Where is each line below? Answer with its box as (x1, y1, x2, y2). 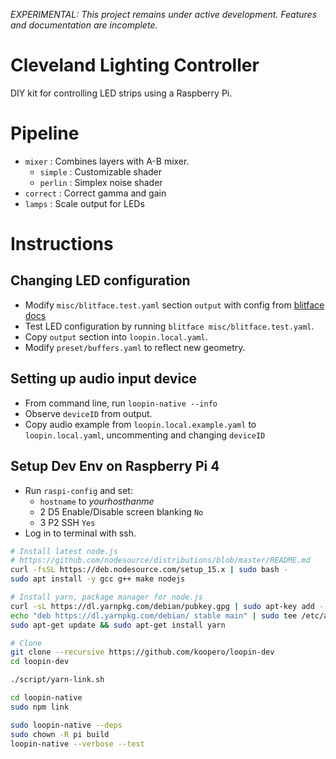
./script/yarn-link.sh (10, 675, 105, 685)
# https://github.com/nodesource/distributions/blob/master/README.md (10, 555, 311, 566)
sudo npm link (10, 702, 70, 712)
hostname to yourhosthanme (39, 495, 155, 507)
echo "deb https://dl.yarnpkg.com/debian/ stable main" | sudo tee (10, 610, 298, 621)
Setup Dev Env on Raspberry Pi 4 (10, 458, 220, 475)
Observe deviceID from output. (24, 407, 153, 419)
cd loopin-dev (10, 657, 70, 667)
